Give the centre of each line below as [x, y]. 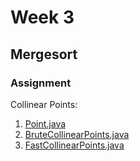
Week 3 [42, 17]
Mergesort [44, 54]
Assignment [41, 83]
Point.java [45, 123]
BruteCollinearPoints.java [77, 134]
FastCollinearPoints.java [74, 145]
